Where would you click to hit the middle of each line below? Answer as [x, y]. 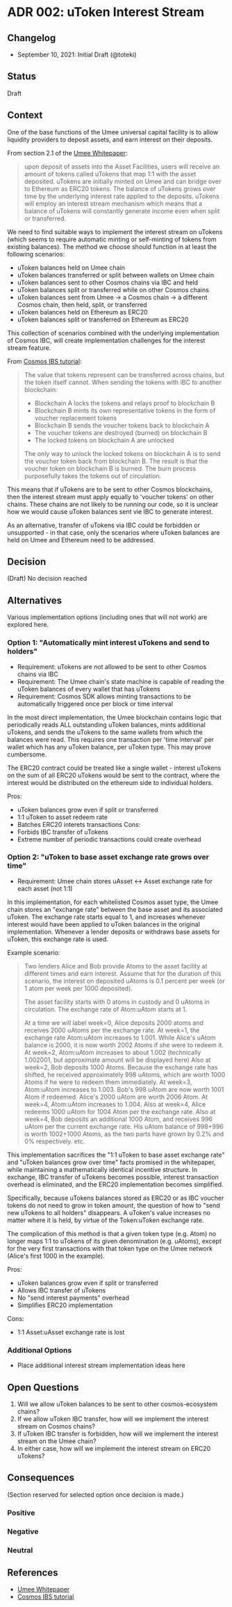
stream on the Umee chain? [57, 1441]
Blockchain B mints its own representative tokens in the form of [125, 410]
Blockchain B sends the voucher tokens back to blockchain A [122, 425]
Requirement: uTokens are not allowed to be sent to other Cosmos [112, 667]
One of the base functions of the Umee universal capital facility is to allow [113, 132]
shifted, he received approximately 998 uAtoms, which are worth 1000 [125, 1074]
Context [25, 115]
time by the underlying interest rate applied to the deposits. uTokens [122, 196]
